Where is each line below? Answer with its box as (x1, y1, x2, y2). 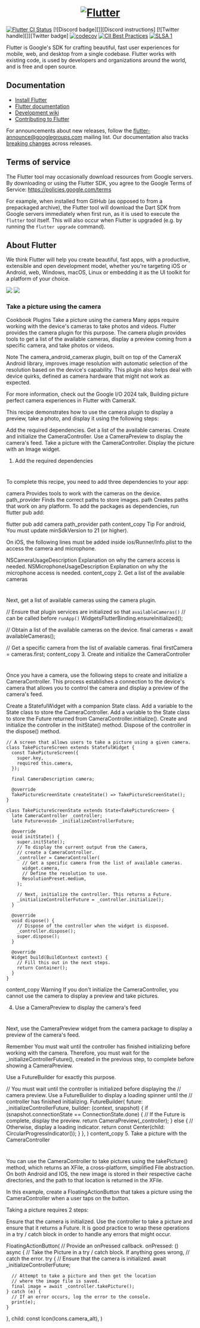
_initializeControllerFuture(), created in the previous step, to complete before (6, 1056, 195, 1063)
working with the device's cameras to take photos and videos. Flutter (6, 323, 176, 330)
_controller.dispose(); (17, 928, 76, 935)
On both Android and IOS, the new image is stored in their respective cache (6, 1170, 192, 1178)
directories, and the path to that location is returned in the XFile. (6, 1176, 164, 1184)
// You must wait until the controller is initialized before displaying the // (6, 1085, 181, 1092)
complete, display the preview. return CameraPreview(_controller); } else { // (6, 1117, 193, 1124)
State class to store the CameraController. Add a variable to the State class (6, 709, 190, 716)
